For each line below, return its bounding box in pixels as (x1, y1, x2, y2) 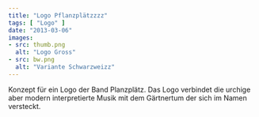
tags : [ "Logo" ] (8, 19, 66, 27)
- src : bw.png (8, 56, 55, 64)
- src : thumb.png (8, 41, 66, 49)
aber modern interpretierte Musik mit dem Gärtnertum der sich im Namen (8, 92, 248, 103)
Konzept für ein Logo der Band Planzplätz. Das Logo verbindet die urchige (8, 85, 251, 94)
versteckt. (8, 101, 41, 111)
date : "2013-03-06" (8, 26, 73, 34)
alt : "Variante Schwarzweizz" (15, 63, 115, 71)
